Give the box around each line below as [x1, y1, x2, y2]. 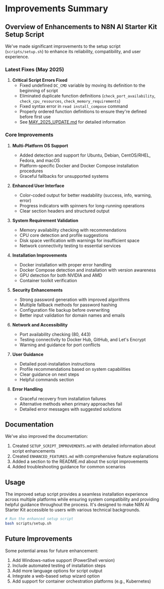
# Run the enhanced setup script [5, 517, 74, 522]
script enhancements [12, 448, 55, 454]
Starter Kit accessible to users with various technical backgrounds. [5, 507, 141, 513]
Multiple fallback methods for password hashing [19, 301, 117, 308]
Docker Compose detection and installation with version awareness [19, 267, 156, 273]
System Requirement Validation [12, 217, 79, 223]
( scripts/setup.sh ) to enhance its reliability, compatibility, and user [5, 49, 141, 54]
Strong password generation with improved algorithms [19, 296, 130, 302]
